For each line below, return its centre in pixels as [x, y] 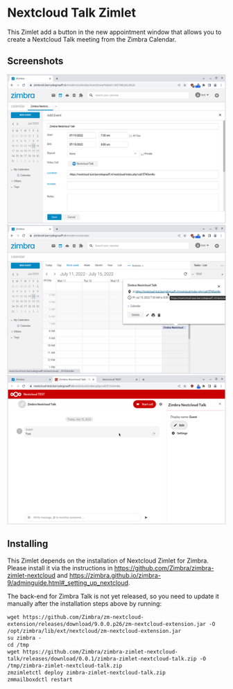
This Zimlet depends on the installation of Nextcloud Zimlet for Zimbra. [108, 561]
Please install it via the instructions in [60, 568]
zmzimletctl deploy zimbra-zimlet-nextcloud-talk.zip [87, 672]
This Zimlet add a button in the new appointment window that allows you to [114, 32]
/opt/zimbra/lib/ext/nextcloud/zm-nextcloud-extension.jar [94, 631]
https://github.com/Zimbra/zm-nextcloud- [83, 617]
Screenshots [35, 61]
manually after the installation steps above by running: [84, 603]
